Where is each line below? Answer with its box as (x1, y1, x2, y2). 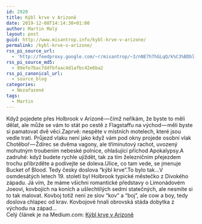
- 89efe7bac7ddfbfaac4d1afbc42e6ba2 (11, 64, 103, 71)
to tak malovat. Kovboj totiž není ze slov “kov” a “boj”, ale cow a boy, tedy (6, 191, 188, 199)
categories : (6, 82, 36, 88)
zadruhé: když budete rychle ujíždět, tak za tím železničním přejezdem (6, 153, 182, 160)
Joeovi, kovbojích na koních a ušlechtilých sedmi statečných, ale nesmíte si (6, 185, 193, 193)
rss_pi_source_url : (6, 48, 55, 54)
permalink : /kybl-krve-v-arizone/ (6, 43, 93, 49)
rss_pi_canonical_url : (6, 70, 63, 76)
